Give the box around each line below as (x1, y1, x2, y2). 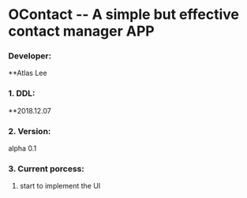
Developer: (8, 50, 52, 62)
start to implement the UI (19, 181, 101, 191)
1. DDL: (8, 88, 36, 99)
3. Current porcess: (8, 163, 84, 174)
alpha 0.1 (8, 144, 37, 153)
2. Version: (8, 125, 51, 136)
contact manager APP (8, 22, 155, 40)
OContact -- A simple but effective (8, 6, 239, 24)
